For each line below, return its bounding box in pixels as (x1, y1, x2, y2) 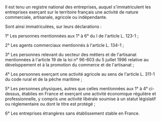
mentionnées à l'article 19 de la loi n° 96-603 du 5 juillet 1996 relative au (5, 57, 149, 62)
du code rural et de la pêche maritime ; (5, 77, 82, 82)
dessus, (5, 91, 21, 96)
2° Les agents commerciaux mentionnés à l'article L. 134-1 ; (5, 42, 124, 48)
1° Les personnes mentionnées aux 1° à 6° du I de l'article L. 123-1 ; (5, 33, 139, 39)
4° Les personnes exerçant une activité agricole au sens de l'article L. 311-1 (5, 71, 155, 77)
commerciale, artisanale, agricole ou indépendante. (5, 14, 107, 20)
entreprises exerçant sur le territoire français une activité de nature (5, 9, 139, 15)
